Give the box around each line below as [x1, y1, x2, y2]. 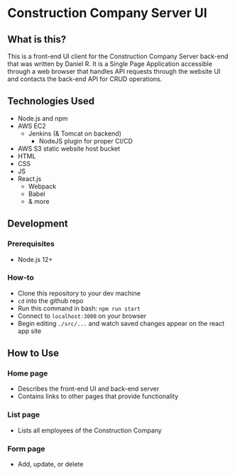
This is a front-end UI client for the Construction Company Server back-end [7, 52, 229, 60]
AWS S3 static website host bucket [17, 144, 121, 153]
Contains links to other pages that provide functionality [17, 392, 179, 400]
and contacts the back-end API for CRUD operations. [7, 75, 163, 83]
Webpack [28, 182, 57, 190]
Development [7, 218, 69, 230]
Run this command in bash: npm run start [17, 304, 141, 312]
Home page [7, 368, 48, 378]
